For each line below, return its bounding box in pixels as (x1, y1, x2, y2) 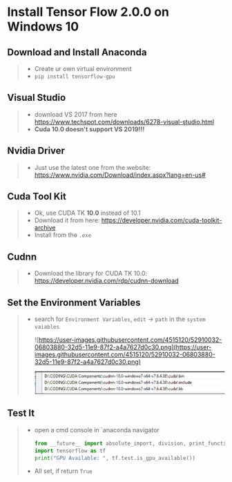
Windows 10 (7, 19, 79, 35)
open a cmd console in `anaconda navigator (34, 425, 160, 434)
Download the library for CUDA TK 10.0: (34, 269, 147, 278)
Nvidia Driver (7, 145, 66, 157)
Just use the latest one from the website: (34, 163, 151, 171)
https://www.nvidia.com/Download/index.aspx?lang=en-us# (34, 171, 206, 179)
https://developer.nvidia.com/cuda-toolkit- (101, 216, 222, 224)
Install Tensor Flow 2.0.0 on (7, 4, 170, 20)
